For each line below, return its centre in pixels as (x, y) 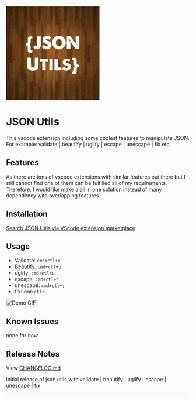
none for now (22, 336)
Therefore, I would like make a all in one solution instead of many (84, 189)
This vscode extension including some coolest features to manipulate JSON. (98, 138)
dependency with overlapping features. (53, 195)
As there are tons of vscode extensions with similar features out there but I (96, 177)
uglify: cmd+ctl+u (34, 273)
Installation (27, 214)
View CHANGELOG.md (34, 368)
